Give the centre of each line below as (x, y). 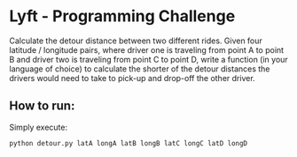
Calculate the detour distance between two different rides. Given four (136, 41)
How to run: (42, 106)
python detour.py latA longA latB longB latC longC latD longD (129, 143)
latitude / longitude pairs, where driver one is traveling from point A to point (147, 49)
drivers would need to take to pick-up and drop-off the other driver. (132, 78)
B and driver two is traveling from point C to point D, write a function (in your (148, 59)
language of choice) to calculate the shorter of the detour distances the (140, 69)
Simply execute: (39, 127)
